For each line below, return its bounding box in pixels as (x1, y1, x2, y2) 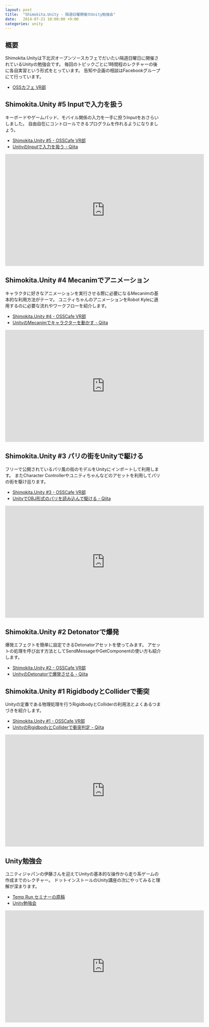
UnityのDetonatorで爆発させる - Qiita (12, 671, 88, 677)
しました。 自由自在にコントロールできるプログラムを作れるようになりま (5, 121, 154, 127)
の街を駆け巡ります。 (5, 479, 49, 485)
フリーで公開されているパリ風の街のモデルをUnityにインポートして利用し (5, 466, 155, 472)
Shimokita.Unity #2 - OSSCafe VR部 (12, 665, 86, 671)
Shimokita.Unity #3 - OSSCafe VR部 (12, 489, 86, 495)
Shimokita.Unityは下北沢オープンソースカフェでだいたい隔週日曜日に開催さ (5, 55, 159, 61)
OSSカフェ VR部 (12, 84, 46, 90)
